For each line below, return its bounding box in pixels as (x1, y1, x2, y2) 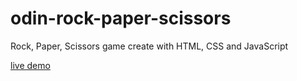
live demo (10, 59, 51, 71)
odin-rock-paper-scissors (10, 7, 232, 30)
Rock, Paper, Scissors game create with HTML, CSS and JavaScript (10, 40, 289, 52)
